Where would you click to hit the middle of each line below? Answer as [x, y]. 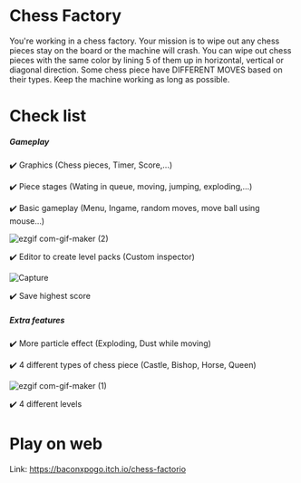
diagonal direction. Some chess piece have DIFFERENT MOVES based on [146, 70]
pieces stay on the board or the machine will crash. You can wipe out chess [150, 50]
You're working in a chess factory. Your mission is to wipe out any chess [145, 41]
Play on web [56, 444]
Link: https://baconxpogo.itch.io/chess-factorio [98, 469]
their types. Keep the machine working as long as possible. [120, 79]
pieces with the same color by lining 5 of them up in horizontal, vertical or [146, 60]
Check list [48, 116]
